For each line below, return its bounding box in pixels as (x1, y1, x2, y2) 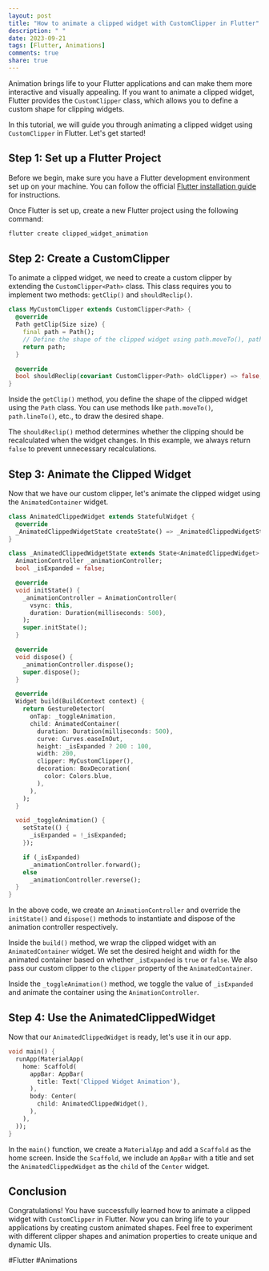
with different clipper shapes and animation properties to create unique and (8, 1232, 258, 1241)
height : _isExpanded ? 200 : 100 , (37, 742, 152, 751)
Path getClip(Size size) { (15, 320, 106, 329)
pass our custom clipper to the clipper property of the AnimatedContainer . (8, 963, 254, 973)
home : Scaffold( (22, 1062, 78, 1070)
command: (8, 214, 44, 223)
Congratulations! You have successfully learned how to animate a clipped (8, 1206, 251, 1216)
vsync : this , (29, 601, 74, 609)
